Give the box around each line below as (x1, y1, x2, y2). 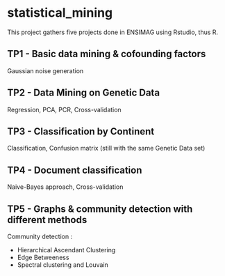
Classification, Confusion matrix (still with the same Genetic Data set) (7, 144, 206, 153)
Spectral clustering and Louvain (17, 261, 109, 269)
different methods (7, 214, 87, 226)
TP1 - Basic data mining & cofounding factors (7, 48, 206, 60)
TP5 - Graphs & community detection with (7, 203, 193, 215)
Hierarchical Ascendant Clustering (17, 246, 116, 254)
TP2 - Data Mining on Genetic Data (7, 87, 160, 99)
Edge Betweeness (17, 253, 69, 261)
